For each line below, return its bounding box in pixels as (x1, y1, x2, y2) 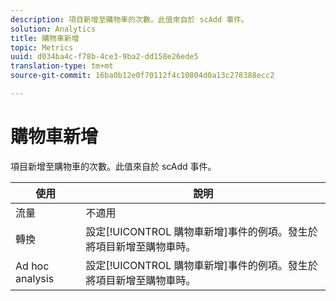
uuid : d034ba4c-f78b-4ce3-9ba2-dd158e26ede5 (10, 52, 199, 62)
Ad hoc (15, 259, 50, 273)
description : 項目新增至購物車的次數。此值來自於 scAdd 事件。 (10, 14, 250, 25)
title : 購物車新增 (10, 33, 80, 43)
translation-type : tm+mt (10, 61, 114, 71)
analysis (15, 271, 55, 285)
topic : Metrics (10, 42, 74, 53)
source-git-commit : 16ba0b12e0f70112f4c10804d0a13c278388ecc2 (10, 71, 275, 81)
